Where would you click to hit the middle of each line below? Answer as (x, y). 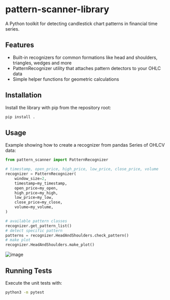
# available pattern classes (36, 221)
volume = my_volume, (34, 207)
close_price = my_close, (39, 202)
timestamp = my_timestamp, (41, 183)
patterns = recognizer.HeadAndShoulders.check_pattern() (67, 235)
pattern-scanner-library (57, 9)
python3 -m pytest (25, 292)
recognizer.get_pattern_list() (39, 226)
